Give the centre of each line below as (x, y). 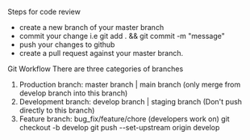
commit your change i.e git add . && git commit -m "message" (122, 36)
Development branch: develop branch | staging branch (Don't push (131, 102)
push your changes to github (67, 45)
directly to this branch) (57, 110)
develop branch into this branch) (73, 93)
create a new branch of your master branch (92, 27)
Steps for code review (44, 12)
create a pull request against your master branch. (101, 53)
